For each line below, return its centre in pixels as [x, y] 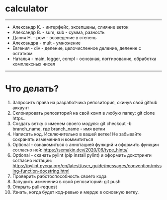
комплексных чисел [34, 64]
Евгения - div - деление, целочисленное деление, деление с [77, 48]
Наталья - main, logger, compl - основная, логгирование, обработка [84, 59]
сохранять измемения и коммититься [53, 139]
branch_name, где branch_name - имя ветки [59, 129]
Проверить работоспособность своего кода [59, 176]
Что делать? [32, 89]
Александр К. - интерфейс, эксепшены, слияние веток [70, 27]
